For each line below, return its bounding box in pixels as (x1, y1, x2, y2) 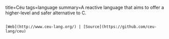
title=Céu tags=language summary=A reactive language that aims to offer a (5, 5, 164, 10)
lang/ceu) (5, 29, 27, 34)
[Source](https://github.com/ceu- (83, 24, 157, 29)
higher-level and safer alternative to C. (5, 10, 87, 16)
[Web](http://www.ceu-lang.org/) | (5, 24, 81, 29)
